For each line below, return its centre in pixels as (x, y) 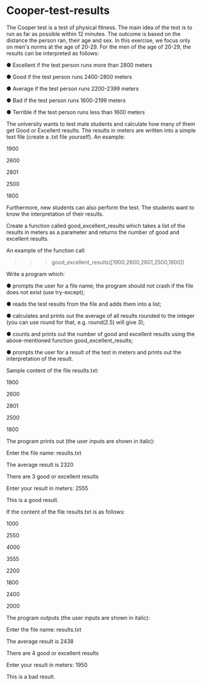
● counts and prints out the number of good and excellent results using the (101, 334)
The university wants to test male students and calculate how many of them (101, 124)
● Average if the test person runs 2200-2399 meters (73, 88)
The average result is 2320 (40, 464)
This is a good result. (32, 500)
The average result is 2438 (40, 641)
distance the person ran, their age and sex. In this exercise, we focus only (99, 40)
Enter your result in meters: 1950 (47, 665)
